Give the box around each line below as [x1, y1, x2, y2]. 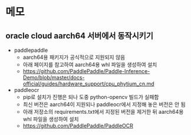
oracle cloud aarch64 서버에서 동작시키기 [5, 31, 154, 41]
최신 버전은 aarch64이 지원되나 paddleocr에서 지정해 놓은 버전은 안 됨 [22, 101, 186, 108]
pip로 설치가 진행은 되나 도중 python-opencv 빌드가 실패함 [22, 94, 159, 100]
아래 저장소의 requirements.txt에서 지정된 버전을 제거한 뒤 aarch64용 [22, 108, 184, 115]
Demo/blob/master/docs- [22, 74, 85, 81]
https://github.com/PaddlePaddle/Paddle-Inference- [22, 68, 150, 74]
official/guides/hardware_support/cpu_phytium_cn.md [22, 80, 154, 87]
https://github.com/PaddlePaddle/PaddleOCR [22, 122, 134, 129]
